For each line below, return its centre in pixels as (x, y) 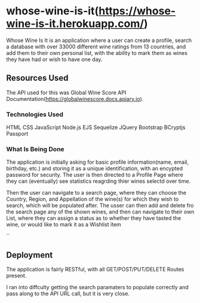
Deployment (30, 255)
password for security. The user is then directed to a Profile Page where (95, 175)
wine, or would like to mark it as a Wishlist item (64, 225)
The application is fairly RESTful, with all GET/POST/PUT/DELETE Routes (95, 270)
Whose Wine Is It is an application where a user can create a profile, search (99, 40)
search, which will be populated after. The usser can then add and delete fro (100, 206)
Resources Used (37, 78)
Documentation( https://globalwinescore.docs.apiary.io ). (75, 99)
